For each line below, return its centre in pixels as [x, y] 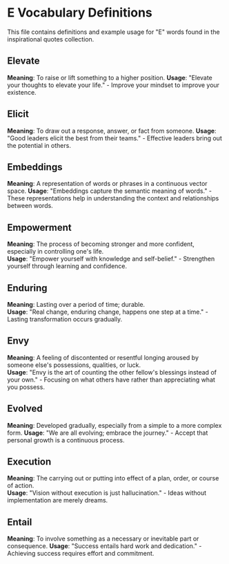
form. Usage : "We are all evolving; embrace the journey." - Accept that [108, 433]
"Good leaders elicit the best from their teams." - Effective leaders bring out [114, 138]
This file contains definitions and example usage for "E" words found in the [113, 32]
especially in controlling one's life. [56, 252]
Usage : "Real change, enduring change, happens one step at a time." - [108, 312]
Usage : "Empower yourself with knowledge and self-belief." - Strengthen [111, 259]
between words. [30, 206]
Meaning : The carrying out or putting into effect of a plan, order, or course [113, 478]
